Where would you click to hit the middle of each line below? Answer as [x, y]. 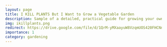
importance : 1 [20, 32]
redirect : [15, 28]
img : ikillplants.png [28, 23]
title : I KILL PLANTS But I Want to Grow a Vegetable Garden [70, 14]
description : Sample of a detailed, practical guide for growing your [80, 19]
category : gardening [27, 37]
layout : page [19, 10]
